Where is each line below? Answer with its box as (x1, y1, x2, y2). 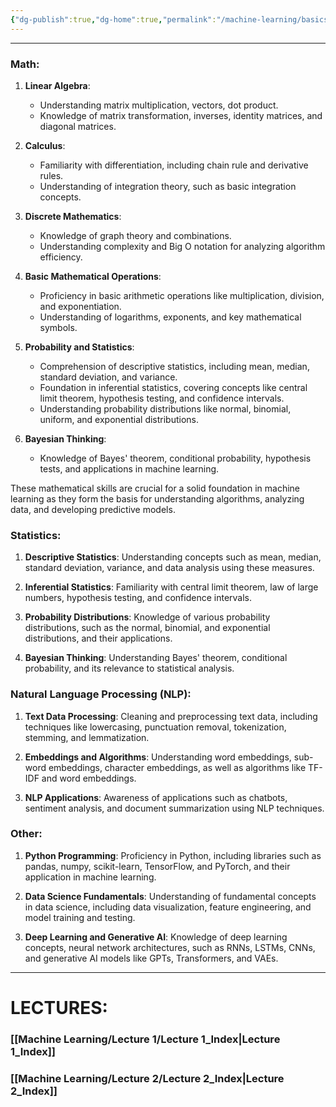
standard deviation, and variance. (39, 371, 178, 383)
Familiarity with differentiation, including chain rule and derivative (39, 159, 309, 171)
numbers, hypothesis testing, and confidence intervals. (24, 592, 253, 604)
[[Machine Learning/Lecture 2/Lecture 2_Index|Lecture (10, 1071, 285, 1085)
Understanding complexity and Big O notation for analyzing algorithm (39, 240, 326, 252)
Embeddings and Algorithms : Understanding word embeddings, (24, 751, 292, 763)
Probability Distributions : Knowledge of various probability (24, 611, 271, 623)
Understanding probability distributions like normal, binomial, (39, 402, 292, 415)
